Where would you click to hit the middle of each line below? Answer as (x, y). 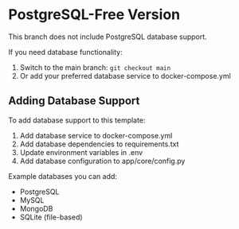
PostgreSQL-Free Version (94, 15)
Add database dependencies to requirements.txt (99, 144)
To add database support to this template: (77, 120)
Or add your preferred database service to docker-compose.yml (125, 76)
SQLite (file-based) (51, 217)
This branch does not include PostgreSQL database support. (108, 37)
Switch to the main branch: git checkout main (95, 67)
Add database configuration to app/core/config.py (102, 161)
